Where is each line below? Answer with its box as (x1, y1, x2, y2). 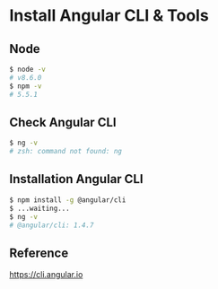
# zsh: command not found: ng (9, 147, 123, 156)
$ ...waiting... (9, 204, 70, 213)
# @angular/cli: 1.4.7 (9, 221, 94, 230)
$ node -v (9, 65, 47, 74)
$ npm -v (9, 82, 42, 91)
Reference (9, 245, 69, 260)
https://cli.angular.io (9, 269, 83, 280)
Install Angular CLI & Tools (9, 5, 209, 26)
